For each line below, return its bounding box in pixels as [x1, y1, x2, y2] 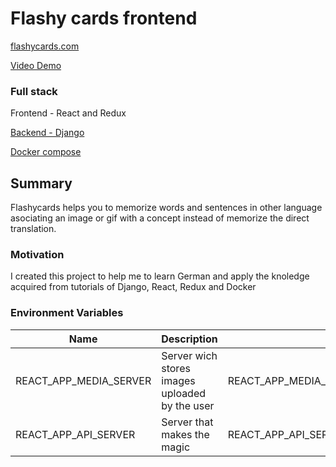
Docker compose [10, 146, 82, 158]
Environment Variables [10, 306, 124, 320]
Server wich [161, 348, 218, 362]
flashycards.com [10, 40, 80, 52]
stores [161, 361, 191, 375]
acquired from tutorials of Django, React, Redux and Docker [10, 281, 257, 293]
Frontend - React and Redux [10, 107, 127, 119]
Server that [161, 415, 214, 429]
